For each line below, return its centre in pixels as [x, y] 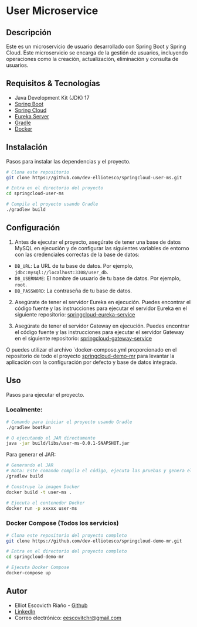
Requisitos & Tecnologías [53, 84]
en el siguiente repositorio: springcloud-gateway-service [83, 338]
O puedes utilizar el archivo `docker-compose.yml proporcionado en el [91, 349]
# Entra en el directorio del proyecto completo [67, 551]
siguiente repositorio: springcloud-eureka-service [75, 314]
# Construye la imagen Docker [43, 487]
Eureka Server [32, 116]
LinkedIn [25, 611]
